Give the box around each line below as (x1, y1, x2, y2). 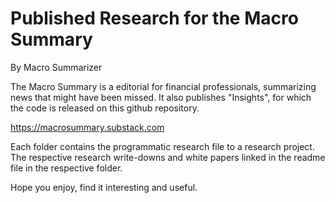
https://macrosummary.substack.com (10, 121, 165, 133)
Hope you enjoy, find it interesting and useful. (10, 181, 198, 193)
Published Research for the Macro (10, 7, 299, 30)
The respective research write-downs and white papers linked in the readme (10, 151, 326, 163)
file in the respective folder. (10, 162, 123, 174)
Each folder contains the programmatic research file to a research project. (10, 140, 315, 152)
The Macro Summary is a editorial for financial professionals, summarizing (10, 80, 317, 92)
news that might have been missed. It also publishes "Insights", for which (10, 91, 312, 103)
